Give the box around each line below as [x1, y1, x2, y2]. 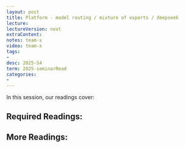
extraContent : [6, 32, 43, 38]
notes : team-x [6, 37, 43, 43]
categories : [6, 71, 37, 77]
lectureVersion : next [6, 26, 62, 32]
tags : [6, 49, 20, 55]
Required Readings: [6, 111, 83, 122]
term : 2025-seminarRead [6, 65, 67, 72]
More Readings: [6, 132, 68, 142]
